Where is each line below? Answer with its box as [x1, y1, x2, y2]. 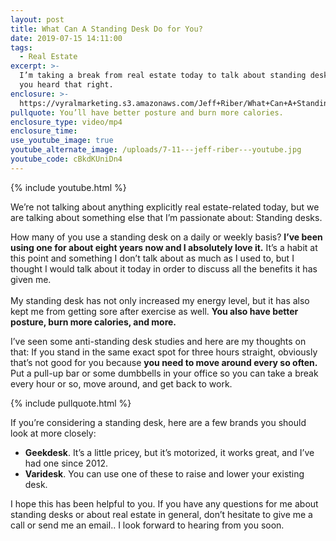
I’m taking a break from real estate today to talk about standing [19, 71, 307, 81]
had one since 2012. [24, 457, 108, 469]
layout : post [10, 14, 65, 25]
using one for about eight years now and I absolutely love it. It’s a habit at [10, 241, 318, 253]
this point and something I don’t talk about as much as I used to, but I [10, 252, 295, 264]
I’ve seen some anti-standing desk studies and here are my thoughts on [10, 335, 307, 347]
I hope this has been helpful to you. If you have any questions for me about [10, 497, 319, 510]
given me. [10, 273, 52, 285]
